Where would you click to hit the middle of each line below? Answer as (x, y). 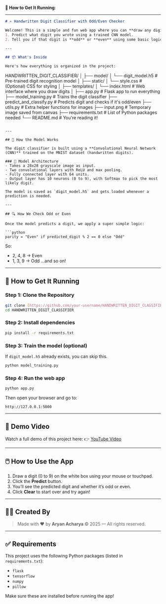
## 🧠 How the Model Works (32, 140)
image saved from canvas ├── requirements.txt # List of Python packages (81, 113)
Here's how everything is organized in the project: (61, 66)
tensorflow (23, 576)
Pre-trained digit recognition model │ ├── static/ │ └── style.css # (74, 81)
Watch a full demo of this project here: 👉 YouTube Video (63, 439)
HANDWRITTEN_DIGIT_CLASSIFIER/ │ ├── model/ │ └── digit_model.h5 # (82, 76)
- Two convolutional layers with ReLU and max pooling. (64, 170)
